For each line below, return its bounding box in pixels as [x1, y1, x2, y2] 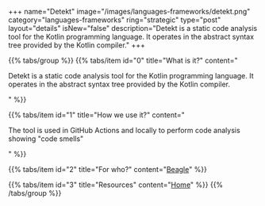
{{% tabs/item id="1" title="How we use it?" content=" [8, 110, 185, 120]
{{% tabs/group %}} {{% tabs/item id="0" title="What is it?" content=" [8, 55, 238, 65]
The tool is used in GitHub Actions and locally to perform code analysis [8, 126, 240, 135]
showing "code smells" [8, 134, 84, 143]
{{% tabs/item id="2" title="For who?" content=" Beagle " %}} [8, 165, 208, 174]
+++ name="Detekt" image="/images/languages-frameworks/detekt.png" [8, 7, 251, 16]
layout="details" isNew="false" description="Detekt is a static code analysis [8, 24, 258, 32]
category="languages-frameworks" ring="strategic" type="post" [8, 15, 221, 25]
